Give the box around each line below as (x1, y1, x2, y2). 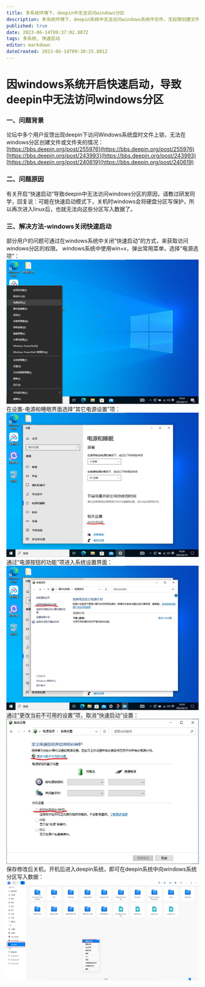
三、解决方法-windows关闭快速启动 (6, 222, 112, 230)
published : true (6, 23, 48, 29)
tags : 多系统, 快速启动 (6, 35, 60, 42)
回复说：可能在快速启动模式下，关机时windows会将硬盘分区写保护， (16, 197, 189, 205)
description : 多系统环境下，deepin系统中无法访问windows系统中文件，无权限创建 (6, 16, 191, 23)
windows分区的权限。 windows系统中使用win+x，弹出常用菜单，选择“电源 (6, 244, 193, 252)
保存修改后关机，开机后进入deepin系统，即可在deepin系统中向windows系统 (6, 865, 197, 873)
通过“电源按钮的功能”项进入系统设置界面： (6, 558, 113, 566)
